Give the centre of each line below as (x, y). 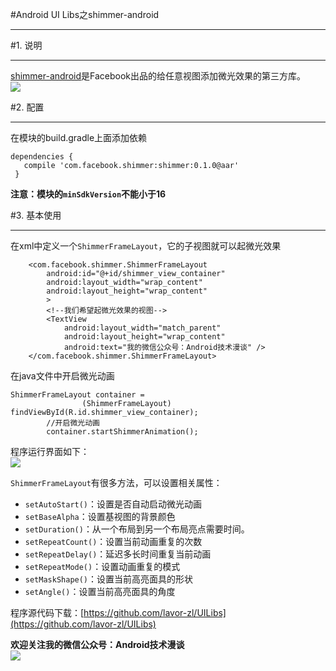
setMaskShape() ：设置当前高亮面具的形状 (109, 579)
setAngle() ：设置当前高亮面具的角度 (100, 591)
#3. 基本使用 (36, 215)
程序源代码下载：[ (47, 612)
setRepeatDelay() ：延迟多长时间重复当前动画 (118, 554)
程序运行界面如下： (50, 451)
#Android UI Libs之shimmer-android (85, 14)
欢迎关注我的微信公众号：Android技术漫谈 (97, 644)
